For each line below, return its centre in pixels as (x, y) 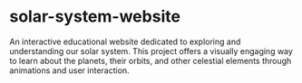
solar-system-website (95, 17)
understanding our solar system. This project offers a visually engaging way (151, 51)
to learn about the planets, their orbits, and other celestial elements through (151, 60)
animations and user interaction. (69, 70)
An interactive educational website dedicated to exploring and (125, 41)
